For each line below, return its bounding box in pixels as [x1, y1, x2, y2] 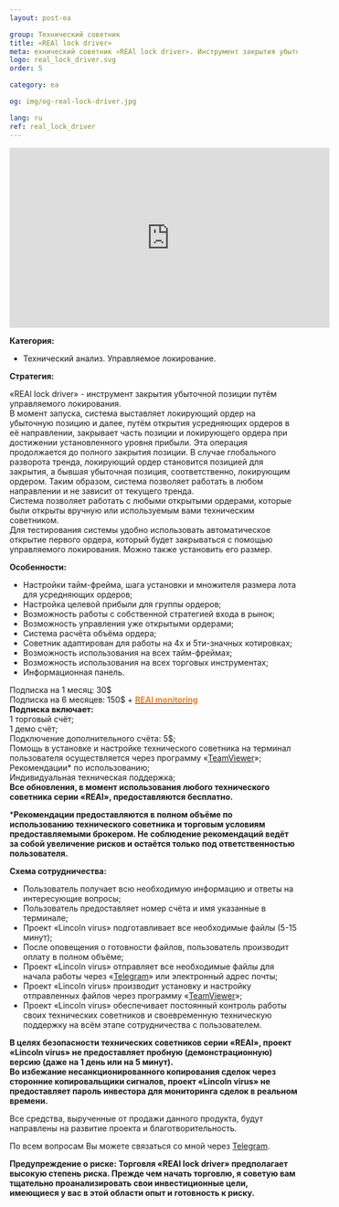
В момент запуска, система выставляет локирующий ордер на [9, 408, 256, 419]
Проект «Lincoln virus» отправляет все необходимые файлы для [22, 961, 275, 972]
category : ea [9, 80, 59, 90]
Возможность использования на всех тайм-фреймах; [22, 646, 233, 658]
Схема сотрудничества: [9, 865, 107, 876]
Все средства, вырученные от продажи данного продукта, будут [9, 1113, 263, 1124]
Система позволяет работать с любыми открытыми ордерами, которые [9, 495, 292, 506]
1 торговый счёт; [9, 713, 75, 724]
